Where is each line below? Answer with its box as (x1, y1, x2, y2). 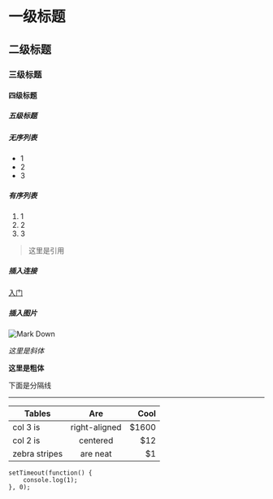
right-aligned (70, 422, 122, 433)
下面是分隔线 (8, 380, 51, 391)
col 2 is (12, 435, 41, 446)
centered (78, 435, 114, 446)
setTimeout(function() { (8, 469, 93, 477)
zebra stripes (12, 449, 63, 460)
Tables (24, 408, 51, 419)
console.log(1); (23, 476, 79, 484)
